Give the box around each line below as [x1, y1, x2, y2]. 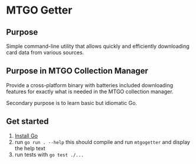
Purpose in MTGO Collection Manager [6, 66, 149, 76]
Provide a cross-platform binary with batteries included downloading [6, 81, 174, 88]
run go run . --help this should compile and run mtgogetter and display [14, 138, 191, 145]
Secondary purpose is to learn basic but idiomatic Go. [6, 99, 138, 106]
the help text [14, 145, 45, 152]
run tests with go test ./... [14, 151, 84, 158]
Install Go [14, 132, 38, 139]
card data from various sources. [6, 49, 84, 56]
